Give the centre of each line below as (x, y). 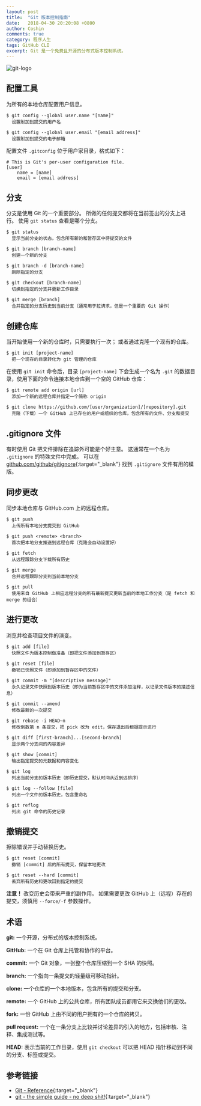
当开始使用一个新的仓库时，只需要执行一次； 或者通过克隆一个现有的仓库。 (99, 342)
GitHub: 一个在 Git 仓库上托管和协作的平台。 (61, 950)
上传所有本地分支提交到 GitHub (46, 526)
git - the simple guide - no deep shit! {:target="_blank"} (82, 1097)
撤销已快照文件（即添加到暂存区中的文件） (56, 670)
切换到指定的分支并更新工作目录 (45, 289)
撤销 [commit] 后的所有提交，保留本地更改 (59, 865)
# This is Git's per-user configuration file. (65, 162)
